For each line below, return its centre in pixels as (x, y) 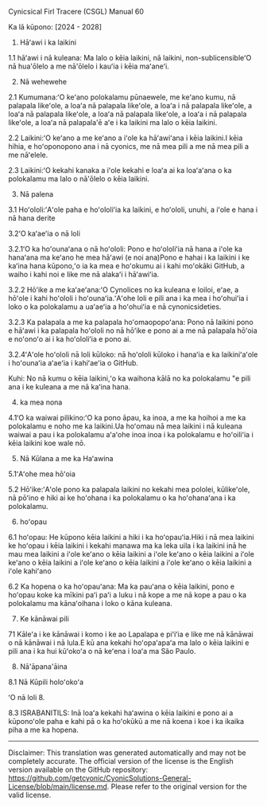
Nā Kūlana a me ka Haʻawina (66, 458)
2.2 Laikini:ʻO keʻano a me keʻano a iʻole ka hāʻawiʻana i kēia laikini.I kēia (126, 138)
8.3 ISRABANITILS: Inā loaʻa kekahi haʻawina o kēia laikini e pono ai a (121, 713)
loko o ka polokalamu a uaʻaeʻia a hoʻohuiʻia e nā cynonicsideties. (115, 307)
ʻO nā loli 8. (27, 697)
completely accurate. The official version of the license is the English (121, 761)
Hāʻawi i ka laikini (48, 42)
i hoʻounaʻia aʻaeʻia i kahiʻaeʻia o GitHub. (74, 363)
